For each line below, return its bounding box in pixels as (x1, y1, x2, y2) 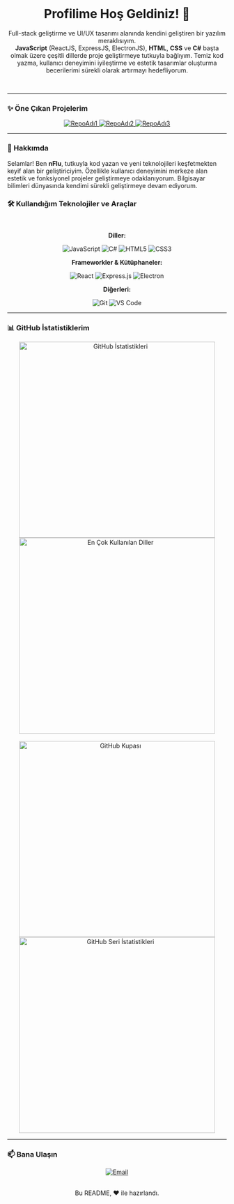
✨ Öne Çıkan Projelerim (7, 103, 88, 113)
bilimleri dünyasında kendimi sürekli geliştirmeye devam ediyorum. (7, 181, 198, 190)
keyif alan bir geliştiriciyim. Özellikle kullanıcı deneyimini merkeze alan (7, 167, 208, 175)
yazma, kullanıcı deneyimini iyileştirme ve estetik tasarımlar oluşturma (17, 59, 217, 67)
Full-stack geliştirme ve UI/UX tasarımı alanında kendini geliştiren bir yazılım (8, 29, 226, 37)
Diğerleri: (103, 285, 131, 293)
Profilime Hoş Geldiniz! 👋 (44, 6, 190, 22)
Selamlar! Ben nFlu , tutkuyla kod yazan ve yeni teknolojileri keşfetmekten (7, 159, 217, 167)
